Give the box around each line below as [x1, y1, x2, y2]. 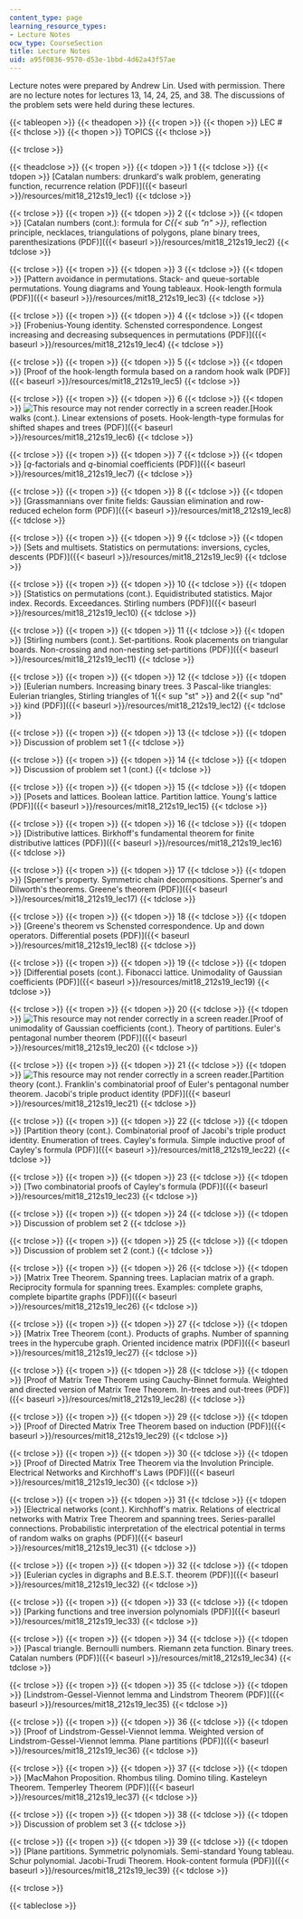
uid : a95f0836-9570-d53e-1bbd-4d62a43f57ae [9, 55, 176, 64]
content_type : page [9, 13, 83, 23]
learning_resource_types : [9, 22, 107, 31]
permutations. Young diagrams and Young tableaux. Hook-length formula [9, 283, 282, 294]
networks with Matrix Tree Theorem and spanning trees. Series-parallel [9, 1514, 276, 1524]
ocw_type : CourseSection [9, 38, 103, 48]
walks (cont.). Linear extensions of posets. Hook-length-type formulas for [9, 412, 285, 423]
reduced [9, 506, 41, 515]
